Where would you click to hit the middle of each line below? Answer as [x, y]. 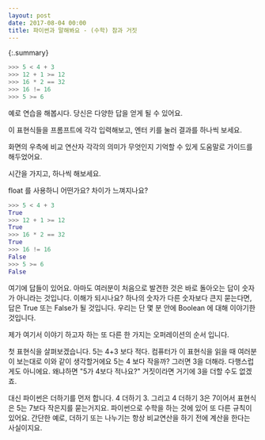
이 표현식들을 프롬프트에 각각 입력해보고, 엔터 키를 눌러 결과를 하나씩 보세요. [125, 130]
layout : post [30, 15]
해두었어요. [25, 156]
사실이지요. [25, 427]
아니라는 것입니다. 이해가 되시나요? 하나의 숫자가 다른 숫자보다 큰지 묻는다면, [134, 297]
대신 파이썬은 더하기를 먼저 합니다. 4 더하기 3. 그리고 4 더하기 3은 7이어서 [122, 398]
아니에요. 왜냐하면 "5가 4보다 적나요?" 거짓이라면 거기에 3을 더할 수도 [130, 371]
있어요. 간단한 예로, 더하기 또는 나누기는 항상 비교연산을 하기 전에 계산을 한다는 [129, 418]
